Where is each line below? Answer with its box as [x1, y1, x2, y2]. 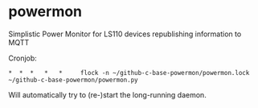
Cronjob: [8, 53, 38, 63]
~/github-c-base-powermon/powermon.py [8, 76, 138, 84]
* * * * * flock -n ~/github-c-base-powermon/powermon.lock [8, 69, 250, 77]
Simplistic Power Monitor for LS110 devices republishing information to [8, 29, 242, 39]
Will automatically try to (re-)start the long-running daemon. [8, 89, 207, 99]
